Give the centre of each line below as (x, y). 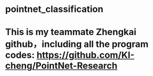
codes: (20, 55)
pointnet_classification (54, 9)
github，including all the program (77, 44)
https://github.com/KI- (86, 55)
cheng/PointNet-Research (61, 66)
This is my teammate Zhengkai (71, 32)
